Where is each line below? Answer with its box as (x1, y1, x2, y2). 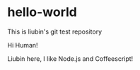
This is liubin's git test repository (7, 27, 103, 36)
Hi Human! (7, 41, 38, 49)
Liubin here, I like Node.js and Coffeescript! (7, 54, 134, 63)
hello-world (7, 4, 78, 20)
